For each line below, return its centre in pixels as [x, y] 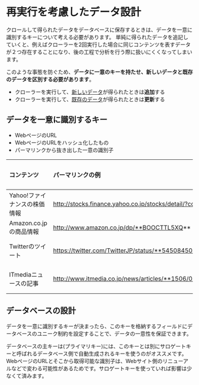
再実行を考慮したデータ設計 [74, 12]
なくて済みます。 [27, 376]
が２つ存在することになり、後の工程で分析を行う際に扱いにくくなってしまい [99, 52]
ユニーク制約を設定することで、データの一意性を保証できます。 [114, 333]
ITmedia [20, 274]
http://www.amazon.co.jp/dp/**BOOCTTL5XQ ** [122, 227]
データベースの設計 [41, 311]
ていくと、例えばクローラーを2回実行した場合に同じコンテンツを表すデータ [98, 44]
